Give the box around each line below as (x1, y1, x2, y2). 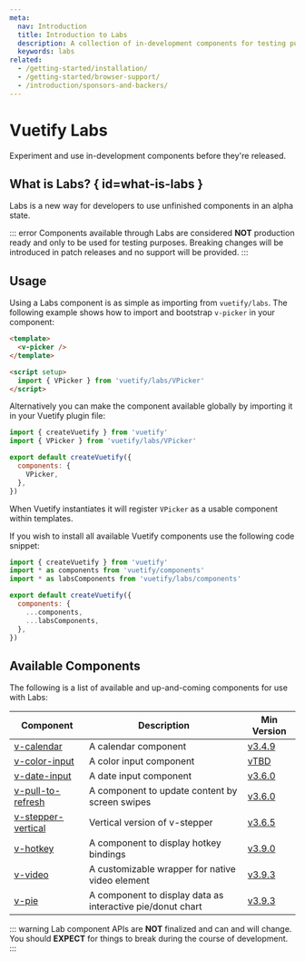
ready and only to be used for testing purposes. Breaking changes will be (9, 237, 284, 248)
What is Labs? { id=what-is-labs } (9, 176, 204, 192)
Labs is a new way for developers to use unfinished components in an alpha (9, 201, 293, 212)
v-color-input (14, 755, 74, 768)
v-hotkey (14, 842, 54, 855)
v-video (14, 868, 49, 881)
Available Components (9, 658, 141, 673)
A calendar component (89, 740, 187, 753)
